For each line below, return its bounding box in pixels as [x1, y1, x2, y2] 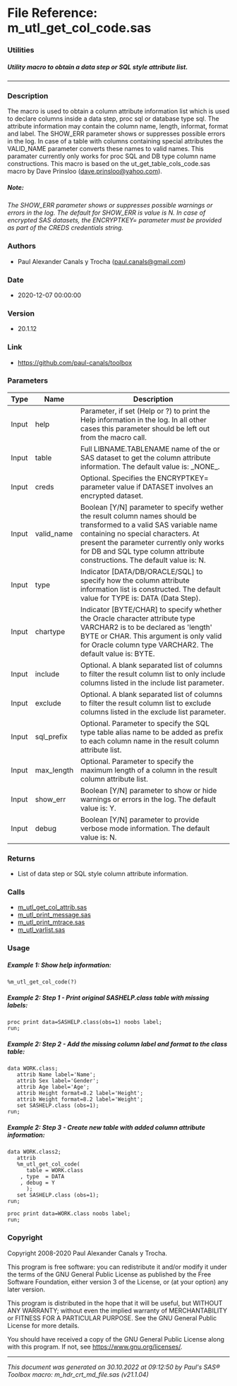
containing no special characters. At [80, 528, 200, 538]
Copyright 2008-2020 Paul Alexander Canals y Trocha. [7, 1248, 168, 1257]
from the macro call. [80, 432, 147, 442]
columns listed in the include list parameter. [80, 678, 224, 688]
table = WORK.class [25, 1167, 83, 1174]
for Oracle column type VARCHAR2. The [80, 640, 214, 650]
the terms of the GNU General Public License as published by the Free [7, 1269, 212, 1279]
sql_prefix [35, 731, 68, 741]
